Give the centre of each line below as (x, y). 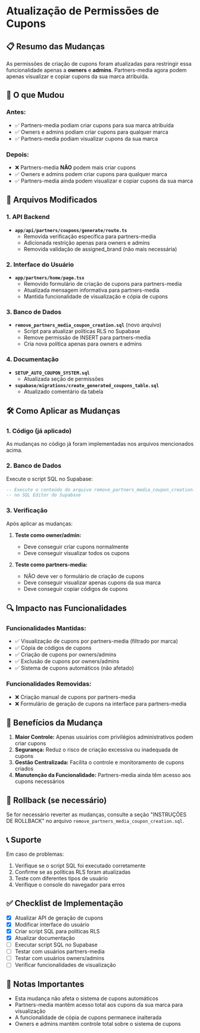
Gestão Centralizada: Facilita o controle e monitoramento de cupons (99, 763)
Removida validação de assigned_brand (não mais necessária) (100, 249)
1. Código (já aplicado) (39, 431)
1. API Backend (28, 217)
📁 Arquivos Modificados (52, 200)
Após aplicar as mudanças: (40, 523)
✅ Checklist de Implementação (65, 903)
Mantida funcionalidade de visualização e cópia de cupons (96, 296)
